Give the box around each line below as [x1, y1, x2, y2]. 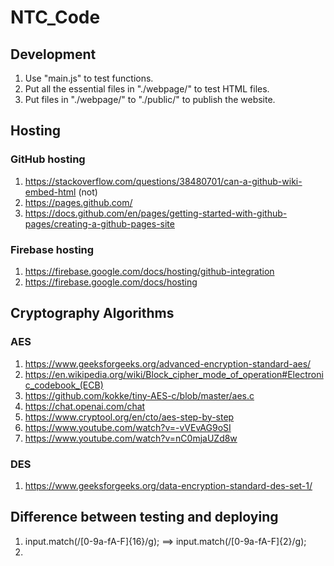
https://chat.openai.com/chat [24, 400, 146, 412]
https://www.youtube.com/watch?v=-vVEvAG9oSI [24, 421, 232, 433]
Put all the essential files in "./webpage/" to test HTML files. [24, 83, 270, 95]
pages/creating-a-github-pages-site [24, 217, 175, 230]
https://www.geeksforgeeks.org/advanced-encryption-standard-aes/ [24, 357, 312, 370]
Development [10, 46, 97, 63]
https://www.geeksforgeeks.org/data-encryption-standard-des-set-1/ [24, 479, 313, 491]
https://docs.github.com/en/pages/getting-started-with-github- [24, 207, 288, 219]
